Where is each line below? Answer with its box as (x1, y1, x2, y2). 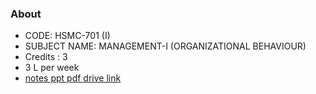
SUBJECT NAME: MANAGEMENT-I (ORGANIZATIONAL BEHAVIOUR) (24, 40, 307, 52)
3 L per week (24, 62, 80, 74)
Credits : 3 (24, 51, 68, 63)
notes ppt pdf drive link (24, 72, 122, 84)
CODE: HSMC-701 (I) (24, 30, 111, 42)
